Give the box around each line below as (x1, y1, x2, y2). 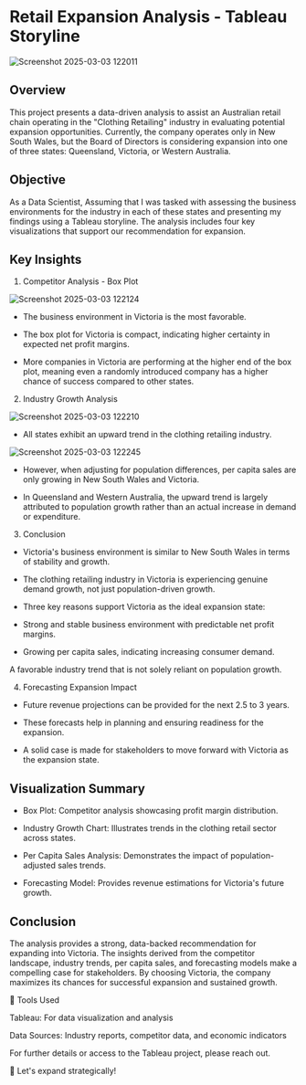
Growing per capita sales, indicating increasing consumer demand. (22, 647, 276, 658)
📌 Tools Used (9, 995, 60, 1006)
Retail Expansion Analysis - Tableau (9, 6, 288, 27)
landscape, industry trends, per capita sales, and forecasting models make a (9, 957, 298, 968)
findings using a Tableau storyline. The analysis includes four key (9, 216, 256, 226)
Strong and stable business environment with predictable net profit (22, 619, 275, 630)
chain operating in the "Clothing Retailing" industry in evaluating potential (9, 116, 286, 127)
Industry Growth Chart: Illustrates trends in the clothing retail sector (22, 823, 277, 834)
